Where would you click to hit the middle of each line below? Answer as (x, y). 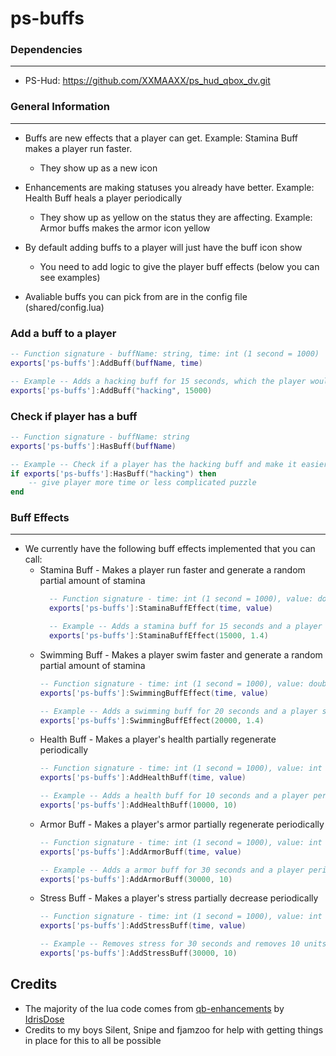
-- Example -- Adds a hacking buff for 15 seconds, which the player (158, 381)
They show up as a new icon (98, 168)
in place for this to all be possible (93, 1040)
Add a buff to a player (63, 333)
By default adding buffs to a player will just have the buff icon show (163, 247)
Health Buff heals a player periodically (103, 198)
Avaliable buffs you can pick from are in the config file (136, 296)
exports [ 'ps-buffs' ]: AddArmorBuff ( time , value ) (140, 852)
